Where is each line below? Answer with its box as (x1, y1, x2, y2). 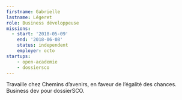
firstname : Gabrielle (6, 8, 61, 15)
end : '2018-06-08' (17, 37, 63, 43)
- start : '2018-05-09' (11, 31, 68, 37)
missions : (6, 25, 31, 32)
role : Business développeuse (6, 20, 79, 26)
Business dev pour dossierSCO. (6, 87, 85, 95)
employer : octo (17, 48, 55, 54)
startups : (6, 53, 31, 59)
